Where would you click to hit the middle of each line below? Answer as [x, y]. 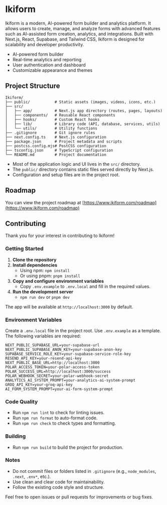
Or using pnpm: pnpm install [50, 276]
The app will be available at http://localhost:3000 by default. [69, 307]
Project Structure [33, 86]
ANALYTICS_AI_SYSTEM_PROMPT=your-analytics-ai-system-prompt [70, 380]
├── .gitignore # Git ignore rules [50, 133]
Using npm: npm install [45, 270]
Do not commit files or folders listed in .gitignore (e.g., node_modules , [84, 471]
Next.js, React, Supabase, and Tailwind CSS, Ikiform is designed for [75, 39]
